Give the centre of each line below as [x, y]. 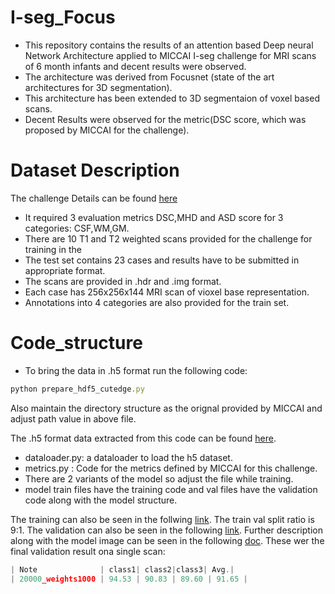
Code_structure [76, 343]
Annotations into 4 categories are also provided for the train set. [157, 302]
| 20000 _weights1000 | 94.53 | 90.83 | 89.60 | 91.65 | [129, 579]
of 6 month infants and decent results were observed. [135, 66]
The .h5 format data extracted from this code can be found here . [143, 438]
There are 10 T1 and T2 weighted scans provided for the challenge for [168, 238]
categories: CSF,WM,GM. [77, 228]
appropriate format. [65, 270]
